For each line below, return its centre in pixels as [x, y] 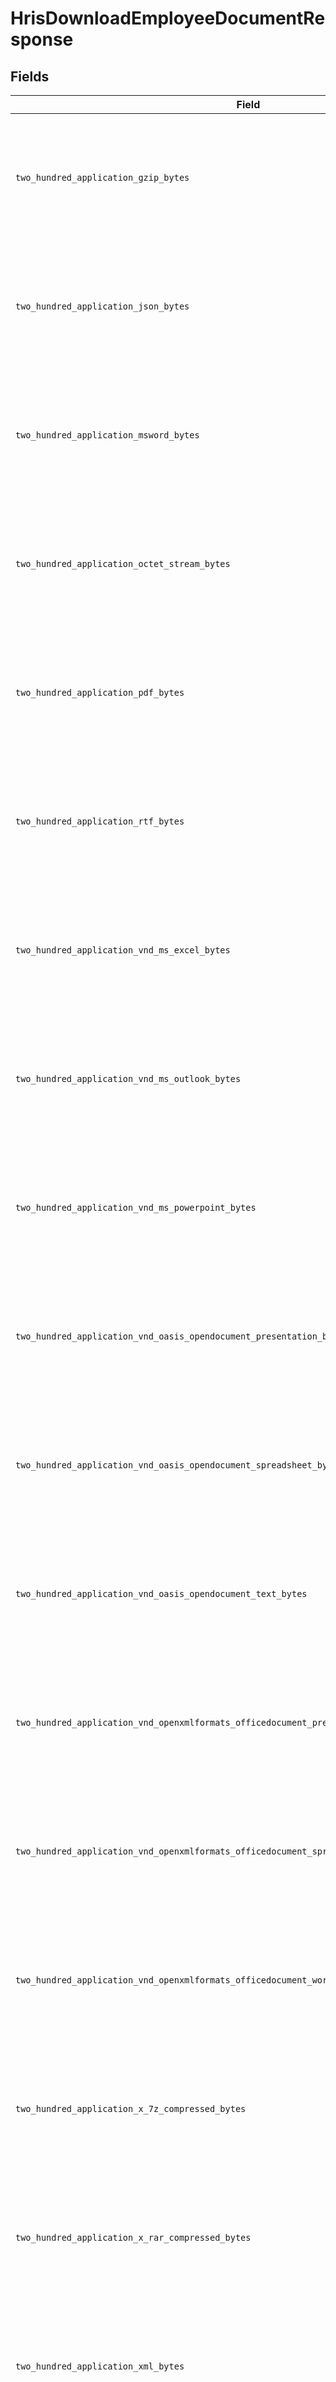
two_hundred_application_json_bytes [102, 306]
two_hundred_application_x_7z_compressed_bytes [131, 2108]
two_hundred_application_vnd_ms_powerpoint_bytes [136, 1207]
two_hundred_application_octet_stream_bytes [123, 563]
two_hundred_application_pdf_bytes [100, 692]
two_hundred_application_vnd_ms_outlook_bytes [128, 1078]
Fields [30, 76]
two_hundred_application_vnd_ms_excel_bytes [123, 950]
